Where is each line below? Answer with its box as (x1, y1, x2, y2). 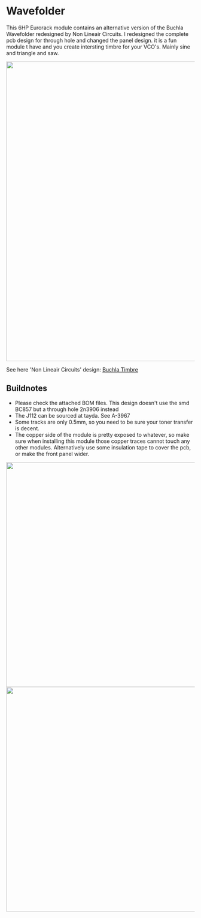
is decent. (14, 424, 40, 432)
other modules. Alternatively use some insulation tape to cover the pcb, (14, 443, 191, 451)
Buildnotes (6, 383, 48, 394)
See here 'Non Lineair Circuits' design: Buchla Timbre (6, 366, 139, 373)
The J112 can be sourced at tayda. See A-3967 (14, 412, 130, 419)
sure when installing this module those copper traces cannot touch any (14, 437, 190, 445)
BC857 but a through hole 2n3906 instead (14, 406, 119, 413)
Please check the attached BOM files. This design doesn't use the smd (14, 399, 190, 406)
